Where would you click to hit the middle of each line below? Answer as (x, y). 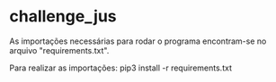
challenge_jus (63, 16)
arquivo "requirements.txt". (59, 50)
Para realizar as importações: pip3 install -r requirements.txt (120, 68)
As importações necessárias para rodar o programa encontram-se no (138, 41)
